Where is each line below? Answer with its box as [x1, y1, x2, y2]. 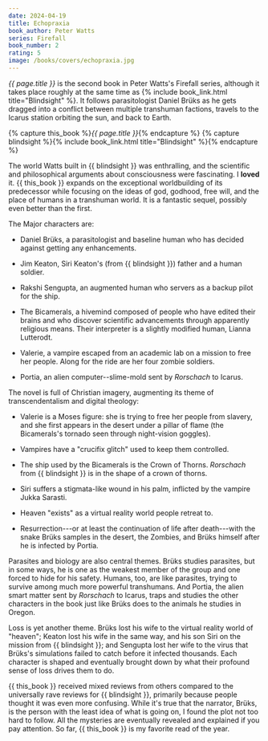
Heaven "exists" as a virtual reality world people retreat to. [19, 507, 213, 518]
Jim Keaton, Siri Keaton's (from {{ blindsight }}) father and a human [19, 259, 242, 268]
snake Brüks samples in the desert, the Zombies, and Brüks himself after [19, 531, 261, 542]
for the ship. [19, 291, 60, 301]
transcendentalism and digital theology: [8, 396, 139, 405]
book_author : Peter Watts [8, 26, 95, 35]
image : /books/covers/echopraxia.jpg [8, 57, 135, 65]
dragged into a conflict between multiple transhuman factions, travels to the [8, 104, 259, 113]
